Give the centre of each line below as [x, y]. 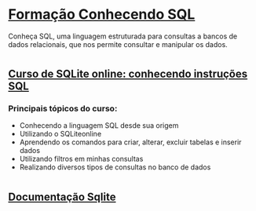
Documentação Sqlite [62, 196]
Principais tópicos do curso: [63, 109]
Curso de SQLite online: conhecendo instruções [128, 74]
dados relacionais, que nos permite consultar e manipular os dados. [118, 44]
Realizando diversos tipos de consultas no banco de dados [115, 167]
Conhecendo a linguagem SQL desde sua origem [99, 126]
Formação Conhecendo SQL [102, 15]
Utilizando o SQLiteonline [60, 134]
